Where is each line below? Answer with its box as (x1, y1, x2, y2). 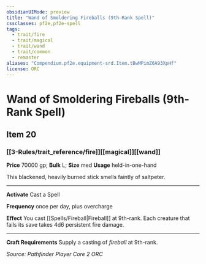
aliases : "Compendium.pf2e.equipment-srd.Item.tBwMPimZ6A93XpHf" (6, 60, 177, 66)
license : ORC (6, 65, 40, 72)
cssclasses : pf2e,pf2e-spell (6, 20, 81, 26)
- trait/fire (12, 32, 45, 38)
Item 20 (6, 129, 37, 139)
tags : (6, 26, 20, 32)
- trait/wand (12, 43, 45, 50)
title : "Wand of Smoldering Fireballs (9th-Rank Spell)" (6, 15, 155, 21)
